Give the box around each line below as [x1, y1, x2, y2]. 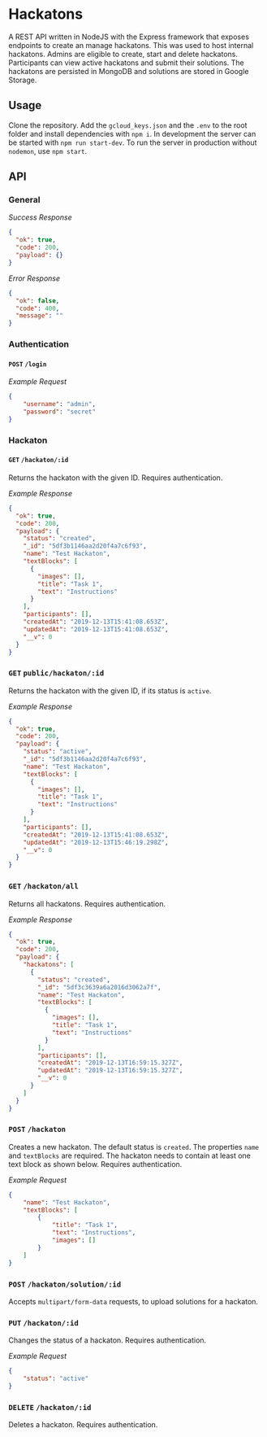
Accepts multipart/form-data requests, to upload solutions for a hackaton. [8, 1296, 258, 1306]
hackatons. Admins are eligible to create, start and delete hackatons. [8, 49, 238, 59]
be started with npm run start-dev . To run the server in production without [8, 138, 257, 147]
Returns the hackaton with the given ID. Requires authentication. [8, 473, 223, 483]
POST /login [8, 360, 47, 369]
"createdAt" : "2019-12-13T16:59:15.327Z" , [37, 1059, 183, 1067]
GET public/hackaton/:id [8, 669, 105, 678]
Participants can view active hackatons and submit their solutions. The [8, 58, 245, 68]
